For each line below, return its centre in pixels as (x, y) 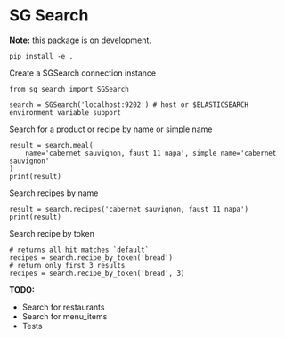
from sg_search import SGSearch (69, 89)
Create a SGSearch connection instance (83, 73)
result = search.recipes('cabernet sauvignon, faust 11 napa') (129, 209)
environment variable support (65, 112)
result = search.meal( (51, 145)
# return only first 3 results (67, 265)
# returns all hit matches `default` (79, 250)
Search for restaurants (63, 307)
